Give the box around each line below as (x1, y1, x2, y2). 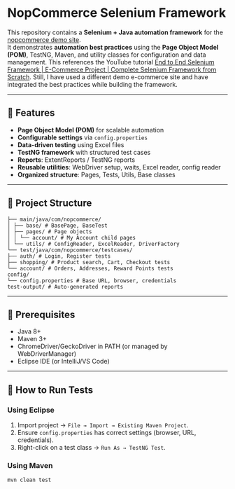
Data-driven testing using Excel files (17, 140, 124, 149)
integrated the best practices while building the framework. (7, 80, 178, 88)
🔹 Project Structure (7, 198, 92, 209)
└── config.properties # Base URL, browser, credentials (7, 277, 177, 284)
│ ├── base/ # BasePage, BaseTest (7, 222, 108, 229)
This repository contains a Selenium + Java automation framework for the (7, 28, 224, 36)
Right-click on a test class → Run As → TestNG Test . (17, 443, 166, 452)
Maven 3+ (17, 335, 47, 343)
